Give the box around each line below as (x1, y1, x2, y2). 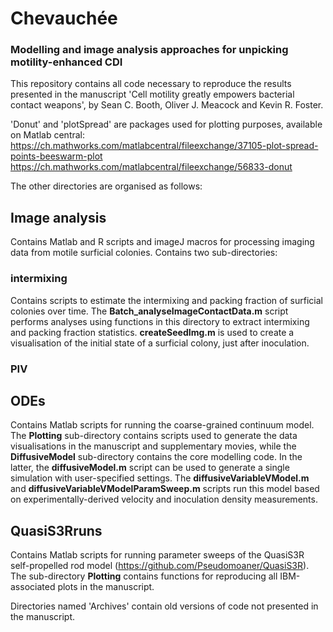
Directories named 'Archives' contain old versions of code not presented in (10, 600, 319, 612)
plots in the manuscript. (57, 581, 155, 593)
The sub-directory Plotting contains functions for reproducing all (10, 570, 278, 582)
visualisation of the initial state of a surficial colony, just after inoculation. (10, 337, 310, 349)
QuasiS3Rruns (10, 522, 103, 539)
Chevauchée (10, 7, 118, 30)
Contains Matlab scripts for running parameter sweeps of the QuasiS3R (10, 549, 305, 561)
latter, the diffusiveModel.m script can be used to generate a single (10, 462, 290, 474)
